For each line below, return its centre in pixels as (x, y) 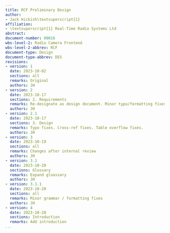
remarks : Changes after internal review (53, 151)
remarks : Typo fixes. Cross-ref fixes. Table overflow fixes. (77, 128)
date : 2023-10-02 (28, 71)
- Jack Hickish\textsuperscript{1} (43, 19)
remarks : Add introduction (38, 222)
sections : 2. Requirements (38, 99)
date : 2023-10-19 (28, 142)
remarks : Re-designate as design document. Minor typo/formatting (81, 104)
